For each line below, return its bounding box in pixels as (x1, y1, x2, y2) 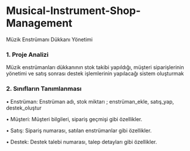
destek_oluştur (6, 104, 42, 111)
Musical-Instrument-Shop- (6, 4, 141, 18)
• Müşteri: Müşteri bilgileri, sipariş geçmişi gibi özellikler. (6, 115, 142, 122)
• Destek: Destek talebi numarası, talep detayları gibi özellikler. (6, 138, 157, 145)
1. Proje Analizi (6, 50, 49, 59)
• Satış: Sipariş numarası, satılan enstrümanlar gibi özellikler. (6, 127, 152, 134)
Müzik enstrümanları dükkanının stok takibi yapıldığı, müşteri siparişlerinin (6, 64, 184, 71)
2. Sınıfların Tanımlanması (6, 85, 82, 93)
